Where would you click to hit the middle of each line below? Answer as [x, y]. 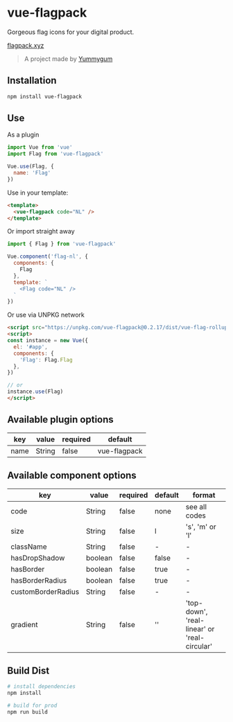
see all [196, 507]
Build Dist [28, 670]
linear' [196, 628]
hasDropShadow [38, 558]
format [204, 495]
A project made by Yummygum [68, 59]
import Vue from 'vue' [40, 148]
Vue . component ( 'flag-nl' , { [48, 257]
